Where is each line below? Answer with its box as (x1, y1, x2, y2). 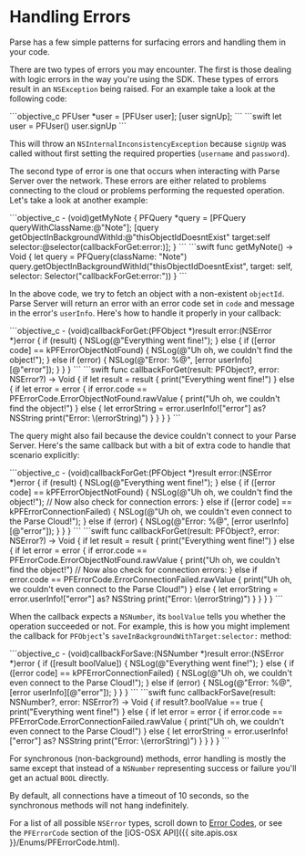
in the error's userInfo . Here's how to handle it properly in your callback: (9, 308, 282, 318)
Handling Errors (9, 6, 131, 27)
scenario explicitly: (9, 449, 80, 460)
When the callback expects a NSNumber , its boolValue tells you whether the (9, 611, 287, 621)
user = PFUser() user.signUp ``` (9, 120, 127, 131)
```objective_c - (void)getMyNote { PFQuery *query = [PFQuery (9, 212, 247, 223)
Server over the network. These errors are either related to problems (9, 175, 267, 186)
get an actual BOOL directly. (9, 772, 109, 783)
